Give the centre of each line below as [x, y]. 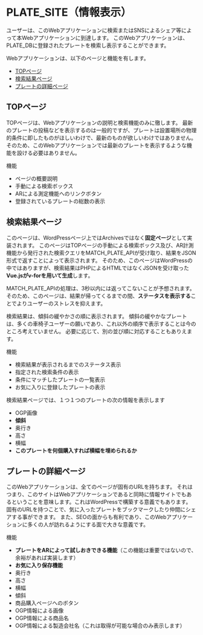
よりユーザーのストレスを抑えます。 [61, 303]
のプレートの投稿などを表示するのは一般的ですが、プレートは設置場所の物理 [101, 130]
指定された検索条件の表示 [47, 372]
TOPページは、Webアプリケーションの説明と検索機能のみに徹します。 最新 [100, 123]
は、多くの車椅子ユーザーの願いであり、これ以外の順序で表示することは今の [101, 324]
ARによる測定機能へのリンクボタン [58, 193]
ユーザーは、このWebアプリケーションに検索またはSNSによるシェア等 [94, 30]
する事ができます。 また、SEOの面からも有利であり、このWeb [89, 517]
